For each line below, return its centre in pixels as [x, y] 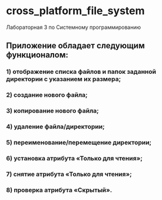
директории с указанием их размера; [64, 79]
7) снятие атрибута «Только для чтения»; [69, 174]
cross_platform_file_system [76, 11]
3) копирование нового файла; [52, 111]
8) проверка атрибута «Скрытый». [59, 190]
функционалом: [37, 55]
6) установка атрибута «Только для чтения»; [75, 158]
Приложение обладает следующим [76, 46]
